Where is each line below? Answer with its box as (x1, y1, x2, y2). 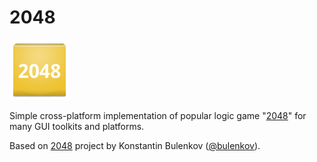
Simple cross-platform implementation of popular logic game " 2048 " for (9, 109, 307, 121)
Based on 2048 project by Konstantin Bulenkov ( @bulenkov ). (9, 139, 261, 151)
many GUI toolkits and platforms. (9, 120, 145, 132)
